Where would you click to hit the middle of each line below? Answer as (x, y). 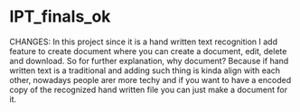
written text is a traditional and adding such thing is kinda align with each (145, 70)
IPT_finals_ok (60, 17)
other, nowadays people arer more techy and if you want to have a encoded (150, 79)
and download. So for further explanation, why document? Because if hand (149, 61)
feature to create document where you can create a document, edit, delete (148, 51)
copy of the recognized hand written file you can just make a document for (148, 89)
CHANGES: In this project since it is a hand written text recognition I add (144, 42)
